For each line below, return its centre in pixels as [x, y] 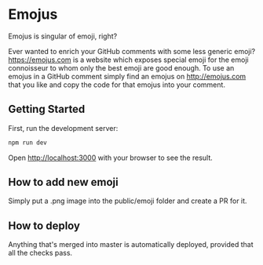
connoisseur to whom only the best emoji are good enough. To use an [121, 67]
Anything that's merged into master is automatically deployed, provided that [131, 245]
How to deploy [44, 225]
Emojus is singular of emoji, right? [63, 36]
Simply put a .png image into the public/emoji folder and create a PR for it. [128, 201]
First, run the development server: [63, 128]
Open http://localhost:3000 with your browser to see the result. [111, 158]
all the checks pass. [40, 253]
